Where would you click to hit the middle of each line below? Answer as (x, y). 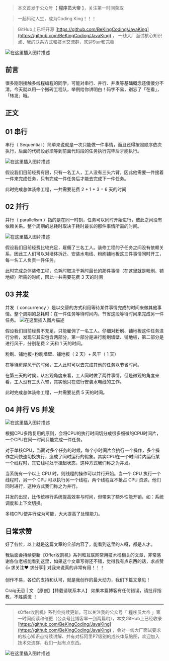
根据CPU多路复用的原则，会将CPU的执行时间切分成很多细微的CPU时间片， (83, 433)
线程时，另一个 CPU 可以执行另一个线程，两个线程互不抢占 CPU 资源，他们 (83, 480)
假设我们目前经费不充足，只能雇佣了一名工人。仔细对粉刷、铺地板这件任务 (82, 330)
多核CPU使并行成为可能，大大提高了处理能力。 (54, 514)
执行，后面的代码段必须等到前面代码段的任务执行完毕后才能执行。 (73, 151)
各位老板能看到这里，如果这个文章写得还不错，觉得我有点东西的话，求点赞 (87, 561)
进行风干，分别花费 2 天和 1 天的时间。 (45, 343)
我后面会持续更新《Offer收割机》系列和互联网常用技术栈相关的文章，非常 (81, 555)
